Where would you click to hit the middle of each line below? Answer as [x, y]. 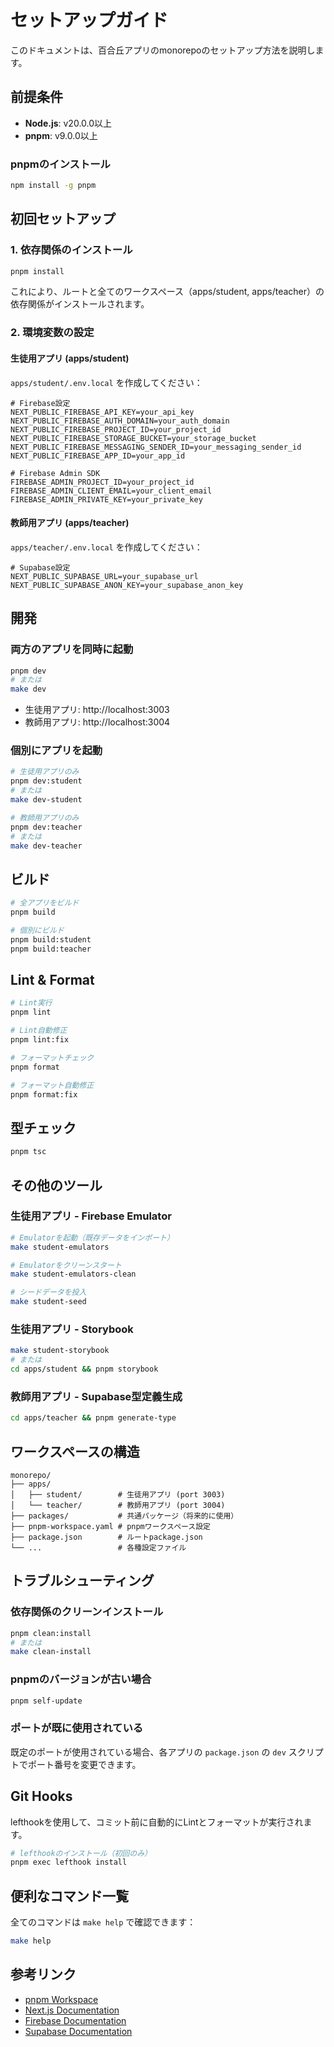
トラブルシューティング [82, 1581]
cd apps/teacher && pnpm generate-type [93, 1418]
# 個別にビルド [37, 930]
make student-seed [48, 1302]
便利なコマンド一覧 [69, 1896]
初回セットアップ [63, 219]
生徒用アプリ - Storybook [72, 1329]
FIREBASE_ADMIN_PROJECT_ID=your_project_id [102, 482]
